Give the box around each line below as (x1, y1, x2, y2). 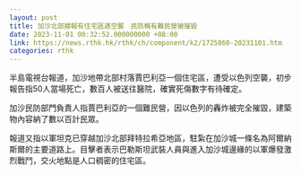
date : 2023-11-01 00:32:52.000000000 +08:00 (9, 30, 178, 39)
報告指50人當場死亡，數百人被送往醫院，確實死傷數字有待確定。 (9, 83, 247, 94)
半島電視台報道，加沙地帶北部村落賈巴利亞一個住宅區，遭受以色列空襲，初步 (9, 73, 292, 83)
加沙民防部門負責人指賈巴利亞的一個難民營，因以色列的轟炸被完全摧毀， (9, 102, 276, 113)
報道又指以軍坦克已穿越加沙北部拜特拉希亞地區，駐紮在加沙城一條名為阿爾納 (9, 133, 292, 144)
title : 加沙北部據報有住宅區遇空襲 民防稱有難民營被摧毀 (9, 22, 198, 30)
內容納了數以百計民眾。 (16, 114, 104, 125)
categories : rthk (9, 47, 74, 56)
